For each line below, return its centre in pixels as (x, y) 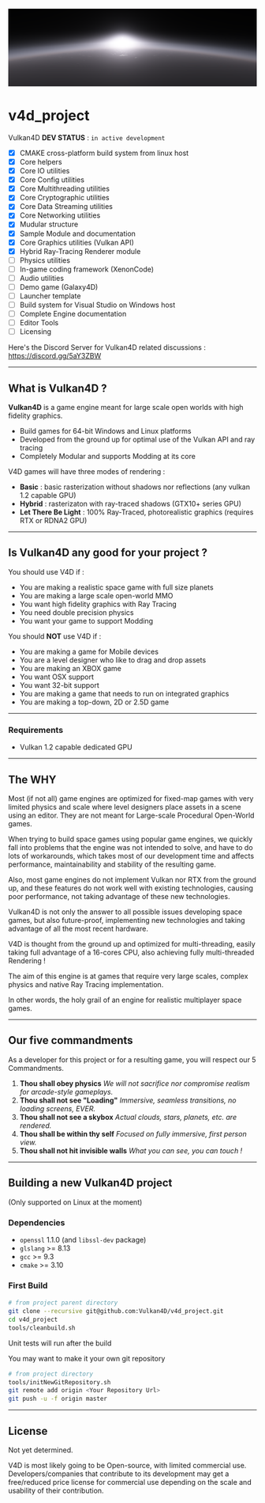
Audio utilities (42, 278)
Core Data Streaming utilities (66, 207)
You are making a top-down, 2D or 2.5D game (94, 702)
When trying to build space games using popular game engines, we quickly (131, 839)
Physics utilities (45, 260)
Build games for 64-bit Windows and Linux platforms (105, 431)
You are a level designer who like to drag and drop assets (113, 660)
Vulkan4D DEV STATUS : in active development (87, 137)
